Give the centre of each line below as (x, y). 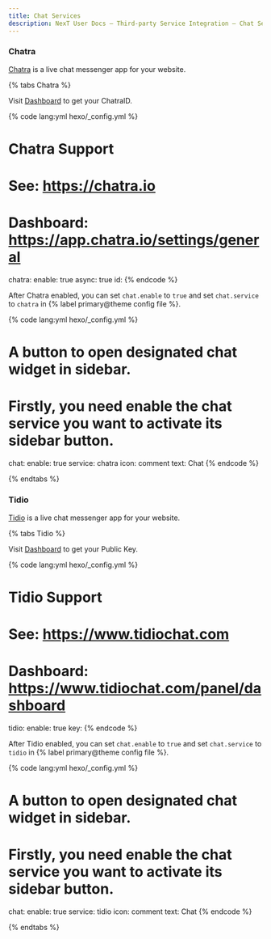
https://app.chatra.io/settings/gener (134, 240)
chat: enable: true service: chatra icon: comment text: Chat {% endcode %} (134, 463)
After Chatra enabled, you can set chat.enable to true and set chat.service (134, 295)
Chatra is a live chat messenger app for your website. (97, 69)
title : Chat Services (45, 16)
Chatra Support (61, 148)
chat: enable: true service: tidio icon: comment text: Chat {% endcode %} (130, 912)
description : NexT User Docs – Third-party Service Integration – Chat (131, 23)
